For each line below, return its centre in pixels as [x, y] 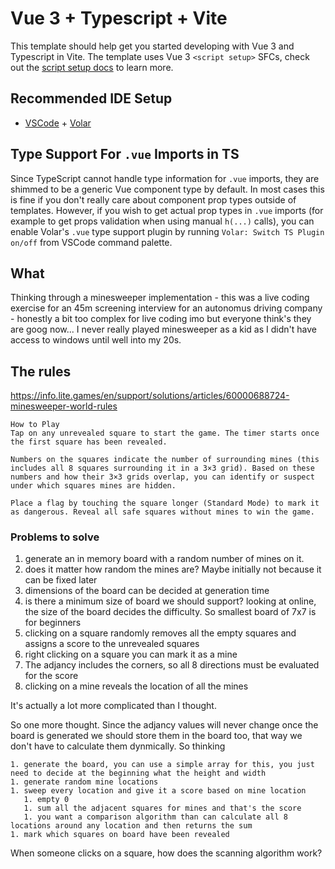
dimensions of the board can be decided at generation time [147, 591]
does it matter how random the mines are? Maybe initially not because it [173, 569]
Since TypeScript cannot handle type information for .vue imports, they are [165, 178]
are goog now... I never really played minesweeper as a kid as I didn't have [163, 329]
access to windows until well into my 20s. [96, 340]
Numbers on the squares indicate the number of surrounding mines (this [165, 460]
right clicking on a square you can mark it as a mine [131, 654]
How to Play [35, 425]
